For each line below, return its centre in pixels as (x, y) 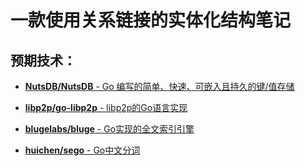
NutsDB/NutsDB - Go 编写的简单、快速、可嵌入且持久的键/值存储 (159, 86)
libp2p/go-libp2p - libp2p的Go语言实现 (106, 107)
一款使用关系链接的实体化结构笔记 (151, 20)
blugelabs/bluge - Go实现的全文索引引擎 (109, 129)
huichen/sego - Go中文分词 (82, 150)
